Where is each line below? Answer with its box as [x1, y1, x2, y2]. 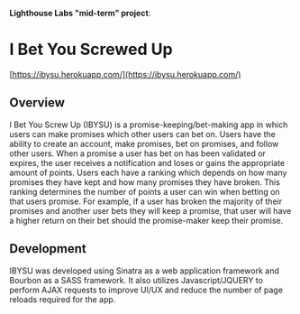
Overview [9, 95, 66, 111]
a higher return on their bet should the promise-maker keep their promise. [9, 215, 284, 226]
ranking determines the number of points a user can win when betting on [9, 186, 281, 197]
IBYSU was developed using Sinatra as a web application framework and [9, 265, 279, 276]
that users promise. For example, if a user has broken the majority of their [9, 196, 282, 207]
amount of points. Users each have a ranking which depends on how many [9, 167, 287, 178]
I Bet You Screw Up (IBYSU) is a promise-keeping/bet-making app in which [9, 119, 288, 130]
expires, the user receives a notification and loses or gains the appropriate [9, 157, 286, 168]
